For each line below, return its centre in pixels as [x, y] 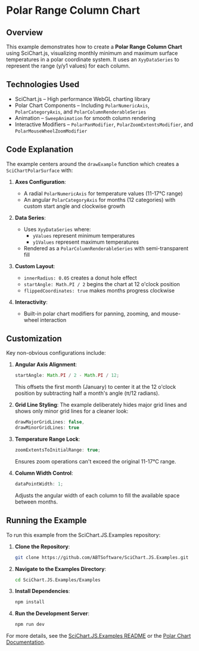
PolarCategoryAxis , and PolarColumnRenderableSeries [80, 112]
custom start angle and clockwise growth [74, 206]
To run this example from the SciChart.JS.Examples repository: [83, 535]
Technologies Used [43, 85]
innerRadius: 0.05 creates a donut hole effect [80, 278]
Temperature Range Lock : [47, 439]
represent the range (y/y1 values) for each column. [68, 66]
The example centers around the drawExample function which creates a [93, 164]
